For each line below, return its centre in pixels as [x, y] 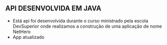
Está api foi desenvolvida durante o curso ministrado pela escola [80, 20]
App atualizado [29, 37]
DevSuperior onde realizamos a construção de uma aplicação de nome [87, 26]
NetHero [22, 31]
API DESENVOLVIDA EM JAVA [53, 8]
